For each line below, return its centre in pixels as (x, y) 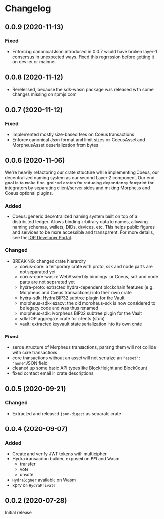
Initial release (18, 513)
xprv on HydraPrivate (34, 485)
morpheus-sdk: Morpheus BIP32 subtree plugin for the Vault (81, 313)
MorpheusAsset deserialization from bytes (55, 145)
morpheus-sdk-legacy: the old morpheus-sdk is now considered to (87, 303)
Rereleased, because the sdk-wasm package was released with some (83, 89)
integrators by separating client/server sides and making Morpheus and (78, 188)
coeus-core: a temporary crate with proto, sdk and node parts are (86, 266)
